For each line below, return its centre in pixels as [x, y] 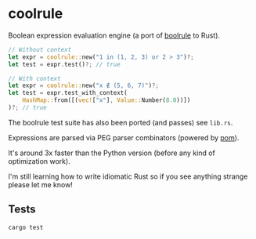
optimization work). [39, 161]
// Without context [40, 49]
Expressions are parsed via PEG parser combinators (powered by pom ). [124, 137]
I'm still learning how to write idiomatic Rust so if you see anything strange [128, 176]
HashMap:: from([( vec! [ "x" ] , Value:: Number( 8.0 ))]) [106, 100]
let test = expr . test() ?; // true [65, 64]
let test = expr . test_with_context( [68, 93]
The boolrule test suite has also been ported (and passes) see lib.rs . [121, 122]
